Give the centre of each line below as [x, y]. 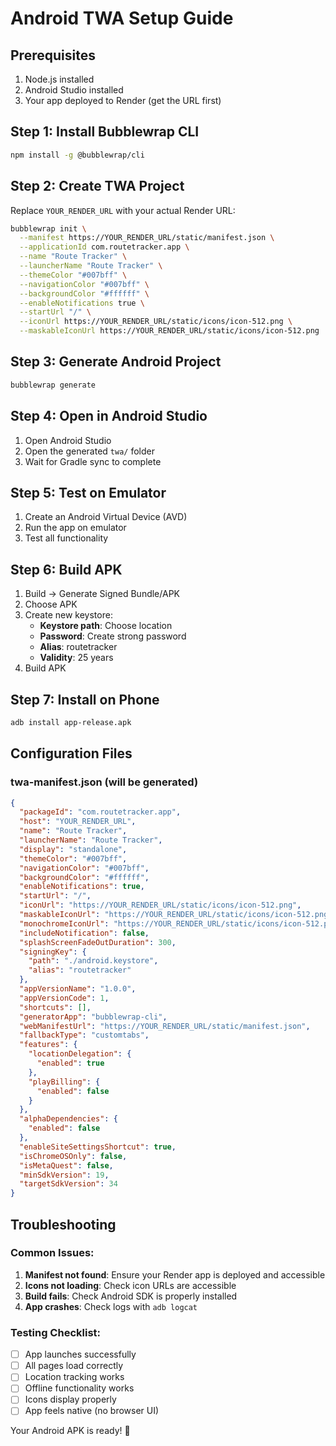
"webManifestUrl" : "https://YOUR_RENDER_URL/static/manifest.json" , [165, 1026]
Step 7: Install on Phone [85, 699]
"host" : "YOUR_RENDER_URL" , [78, 822]
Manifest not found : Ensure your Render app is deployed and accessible [175, 1274]
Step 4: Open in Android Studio [109, 416]
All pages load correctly [74, 1366]
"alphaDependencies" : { [68, 1119]
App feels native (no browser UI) [92, 1411]
